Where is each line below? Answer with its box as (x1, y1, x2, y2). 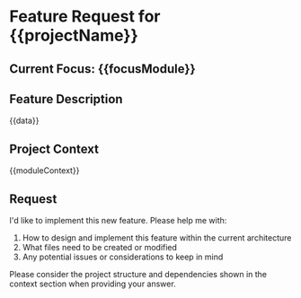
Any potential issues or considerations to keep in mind (22, 251, 224, 262)
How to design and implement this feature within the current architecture (22, 232, 292, 243)
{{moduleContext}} (9, 165, 80, 176)
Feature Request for (9, 6, 161, 27)
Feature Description (9, 92, 123, 107)
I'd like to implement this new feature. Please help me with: (9, 215, 227, 226)
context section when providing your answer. (9, 278, 177, 289)
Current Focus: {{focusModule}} (9, 61, 196, 76)
